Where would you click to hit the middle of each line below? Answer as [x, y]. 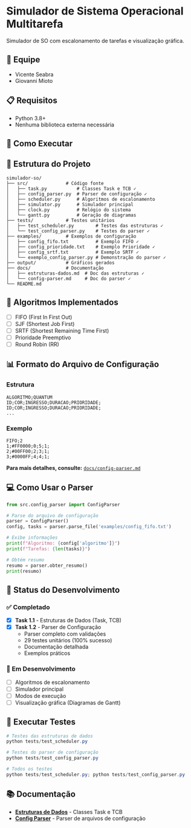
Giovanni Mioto [34, 80]
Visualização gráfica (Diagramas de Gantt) [68, 702]
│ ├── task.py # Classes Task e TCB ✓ [71, 189]
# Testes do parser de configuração [52, 752]
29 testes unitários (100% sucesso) [68, 641]
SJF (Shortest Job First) [45, 324]
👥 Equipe [23, 60]
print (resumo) [24, 571]
